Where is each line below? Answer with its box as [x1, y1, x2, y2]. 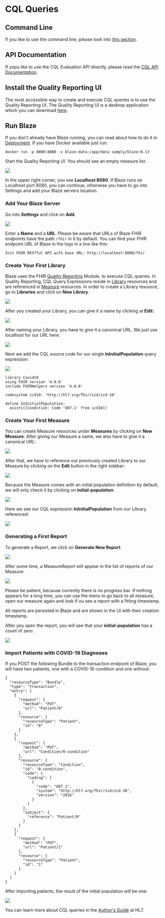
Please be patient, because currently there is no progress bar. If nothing [5, 587, 152, 593]
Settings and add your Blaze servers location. [5, 187, 98, 194]
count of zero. [5, 627, 34, 633]
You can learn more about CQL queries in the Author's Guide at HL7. [5, 907, 145, 913]
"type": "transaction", [9, 684, 58, 689]
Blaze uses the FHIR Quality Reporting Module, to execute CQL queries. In [5, 273, 156, 279]
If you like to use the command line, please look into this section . [5, 36, 137, 42]
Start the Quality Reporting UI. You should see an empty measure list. [5, 158, 147, 164]
